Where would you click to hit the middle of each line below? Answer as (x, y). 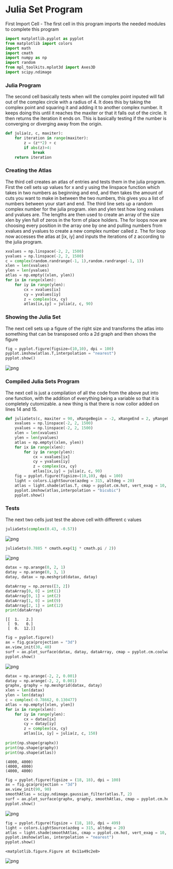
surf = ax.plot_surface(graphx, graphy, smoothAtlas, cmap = (72, 799)
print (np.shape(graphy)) (32, 748)
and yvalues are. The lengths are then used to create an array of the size (82, 214)
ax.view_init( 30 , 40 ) (29, 647)
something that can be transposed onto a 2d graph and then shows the (81, 334)
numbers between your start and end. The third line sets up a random (79, 203)
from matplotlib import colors (39, 43)
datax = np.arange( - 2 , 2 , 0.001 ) (41, 676)
